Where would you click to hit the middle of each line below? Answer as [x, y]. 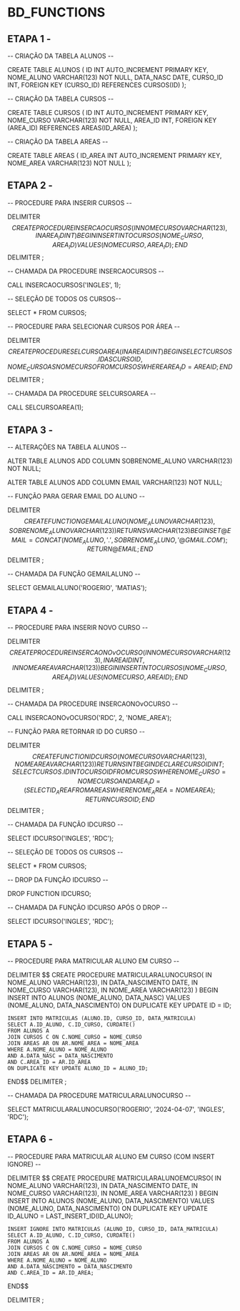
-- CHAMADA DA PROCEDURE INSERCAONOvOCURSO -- [93, 704]
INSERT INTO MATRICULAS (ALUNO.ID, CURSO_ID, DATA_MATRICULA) [102, 1019]
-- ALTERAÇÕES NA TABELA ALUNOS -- [67, 447]
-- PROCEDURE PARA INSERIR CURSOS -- [70, 203]
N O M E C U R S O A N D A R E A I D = [119, 782]
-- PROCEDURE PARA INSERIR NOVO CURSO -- [78, 628]
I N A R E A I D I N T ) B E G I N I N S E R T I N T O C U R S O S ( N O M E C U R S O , [119, 236]
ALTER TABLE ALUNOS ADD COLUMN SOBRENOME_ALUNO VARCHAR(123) [120, 461]
